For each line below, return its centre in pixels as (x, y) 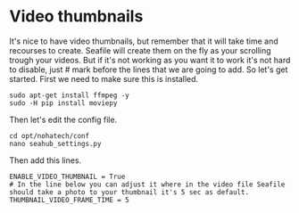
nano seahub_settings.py (55, 143)
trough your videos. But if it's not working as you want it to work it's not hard (150, 60)
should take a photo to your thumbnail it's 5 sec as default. (129, 192)
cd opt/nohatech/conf (50, 135)
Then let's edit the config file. (63, 119)
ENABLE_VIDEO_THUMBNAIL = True (67, 176)
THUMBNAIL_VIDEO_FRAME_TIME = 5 (69, 200)
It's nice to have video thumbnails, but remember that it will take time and (144, 41)
